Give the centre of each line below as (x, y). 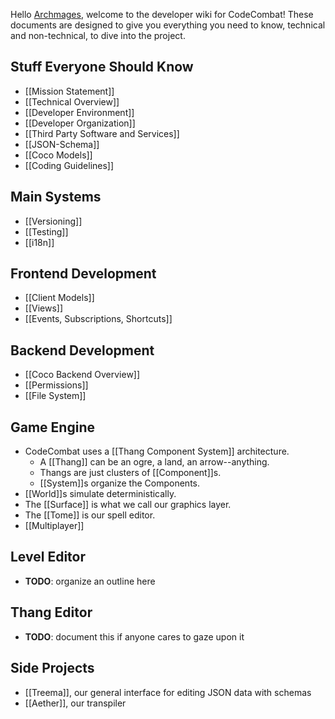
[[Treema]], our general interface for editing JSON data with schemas (168, 692)
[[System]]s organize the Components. (120, 483)
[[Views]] (44, 308)
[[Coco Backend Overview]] (82, 375)
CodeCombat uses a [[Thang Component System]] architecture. (157, 451)
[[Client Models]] (59, 298)
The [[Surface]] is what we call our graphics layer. (128, 505)
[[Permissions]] (56, 385)
